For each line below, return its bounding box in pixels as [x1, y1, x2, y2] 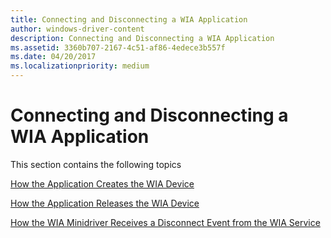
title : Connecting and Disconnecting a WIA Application [10, 14, 248, 25]
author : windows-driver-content [10, 24, 145, 34]
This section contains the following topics [10, 158, 182, 170]
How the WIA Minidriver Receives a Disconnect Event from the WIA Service [10, 216, 321, 228]
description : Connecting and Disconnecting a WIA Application [10, 33, 275, 43]
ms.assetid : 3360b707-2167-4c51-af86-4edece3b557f [10, 42, 226, 53]
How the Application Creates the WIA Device [10, 177, 195, 190]
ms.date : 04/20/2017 [10, 52, 97, 62]
